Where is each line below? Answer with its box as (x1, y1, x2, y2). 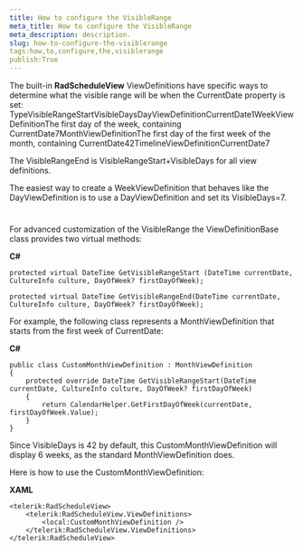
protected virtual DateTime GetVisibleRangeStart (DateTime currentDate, (9, 269, 294, 278)
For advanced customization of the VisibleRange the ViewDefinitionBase (9, 223, 279, 235)
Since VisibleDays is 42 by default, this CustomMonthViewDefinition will (9, 440, 278, 451)
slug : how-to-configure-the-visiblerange (9, 38, 168, 48)
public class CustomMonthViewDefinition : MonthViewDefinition (9, 361, 253, 370)
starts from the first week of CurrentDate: (9, 326, 164, 337)
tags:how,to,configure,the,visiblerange (9, 47, 165, 56)
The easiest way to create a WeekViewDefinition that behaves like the (9, 183, 270, 193)
